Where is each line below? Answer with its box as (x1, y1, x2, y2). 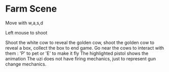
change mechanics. (5, 61, 47, 67)
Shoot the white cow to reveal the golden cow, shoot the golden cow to (5, 39, 154, 46)
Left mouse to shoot (5, 29, 47, 35)
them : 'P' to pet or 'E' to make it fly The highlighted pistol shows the (5, 50, 149, 56)
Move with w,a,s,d (5, 20, 43, 26)
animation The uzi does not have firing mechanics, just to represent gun (5, 55, 156, 61)
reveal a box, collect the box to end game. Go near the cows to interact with (5, 45, 164, 51)
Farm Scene (5, 3, 57, 15)
